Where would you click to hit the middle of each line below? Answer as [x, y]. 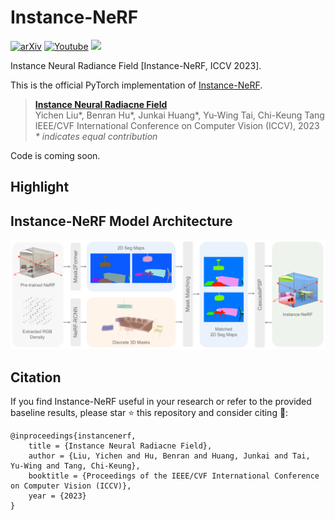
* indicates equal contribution [96, 136]
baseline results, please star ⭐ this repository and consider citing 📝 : [149, 413]
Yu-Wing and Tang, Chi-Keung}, [75, 466]
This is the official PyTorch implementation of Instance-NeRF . [136, 85]
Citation [36, 377]
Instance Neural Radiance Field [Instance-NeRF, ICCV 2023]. [136, 65]
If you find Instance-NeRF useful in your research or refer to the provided [161, 402]
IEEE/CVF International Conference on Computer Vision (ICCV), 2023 [177, 125]
